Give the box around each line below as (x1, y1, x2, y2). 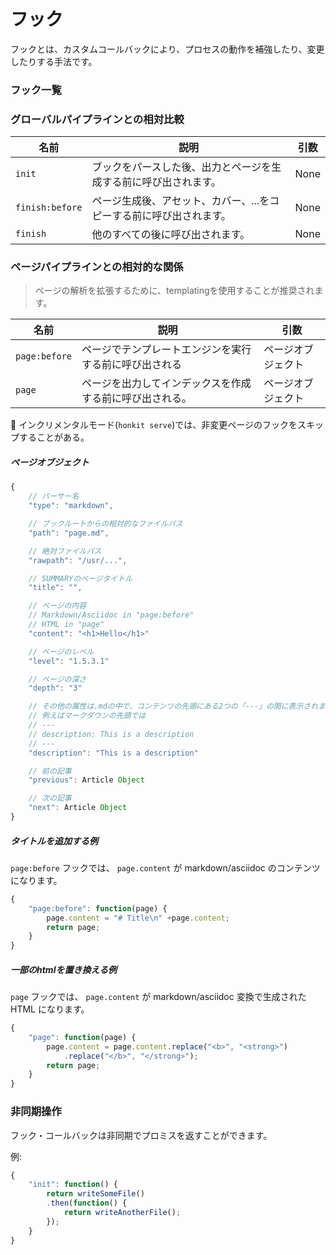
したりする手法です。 (10, 55, 98, 67)
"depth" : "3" (28, 683, 83, 694)
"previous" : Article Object (28, 775, 145, 785)
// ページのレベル (28, 646, 95, 657)
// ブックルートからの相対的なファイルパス (28, 519, 183, 529)
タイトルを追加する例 (10, 835, 98, 847)
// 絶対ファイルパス (28, 546, 102, 556)
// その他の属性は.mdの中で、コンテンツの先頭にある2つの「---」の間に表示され (28, 701, 319, 712)
